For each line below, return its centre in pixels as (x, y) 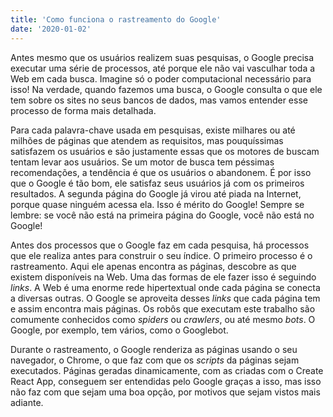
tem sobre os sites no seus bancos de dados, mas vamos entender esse (159, 100)
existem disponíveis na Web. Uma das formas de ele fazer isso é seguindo (163, 277)
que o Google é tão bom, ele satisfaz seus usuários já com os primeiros (157, 183)
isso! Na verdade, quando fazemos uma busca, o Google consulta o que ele (166, 89)
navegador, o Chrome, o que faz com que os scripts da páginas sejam (155, 360)
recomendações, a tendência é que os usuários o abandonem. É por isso (161, 172)
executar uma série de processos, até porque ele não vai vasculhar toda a (163, 68)
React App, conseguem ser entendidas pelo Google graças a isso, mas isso (166, 381)
